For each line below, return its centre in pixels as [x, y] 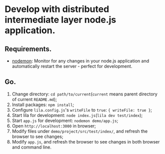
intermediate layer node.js [60, 20]
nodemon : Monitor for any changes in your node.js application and [80, 61]
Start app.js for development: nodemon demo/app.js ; [65, 120]
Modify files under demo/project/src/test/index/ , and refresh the [80, 131]
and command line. [32, 147]
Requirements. [28, 49]
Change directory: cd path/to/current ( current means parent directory [85, 94]
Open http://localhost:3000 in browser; [54, 125]
